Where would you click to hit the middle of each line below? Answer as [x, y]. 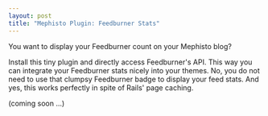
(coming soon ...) [37, 103]
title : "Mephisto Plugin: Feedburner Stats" [84, 23]
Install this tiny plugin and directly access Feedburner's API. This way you [130, 62]
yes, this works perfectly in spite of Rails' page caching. [101, 87]
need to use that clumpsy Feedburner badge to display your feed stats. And [134, 79]
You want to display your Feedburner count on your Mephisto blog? [120, 46]
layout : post [30, 16]
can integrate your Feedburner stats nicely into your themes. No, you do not [134, 70]
